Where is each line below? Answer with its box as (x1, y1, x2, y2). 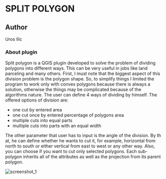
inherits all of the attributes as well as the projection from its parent (23, 153, 161, 160)
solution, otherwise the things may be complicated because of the (5, 86, 141, 92)
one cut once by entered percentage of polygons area (12, 112, 124, 118)
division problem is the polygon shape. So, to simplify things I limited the (5, 76, 154, 82)
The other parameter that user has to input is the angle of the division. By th (5, 132, 161, 138)
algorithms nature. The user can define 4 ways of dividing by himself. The (5, 92, 157, 98)
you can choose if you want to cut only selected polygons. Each (5, 148, 137, 154)
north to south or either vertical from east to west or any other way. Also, (5, 143, 155, 149)
